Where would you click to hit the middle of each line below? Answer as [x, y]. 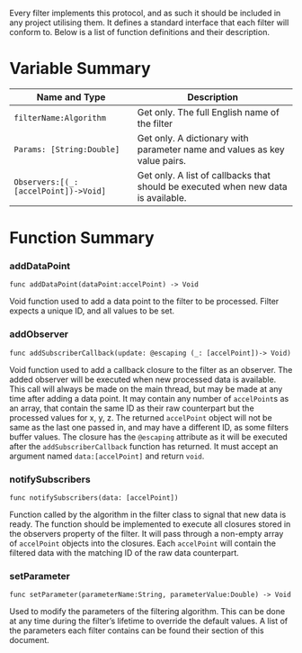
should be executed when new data [212, 186]
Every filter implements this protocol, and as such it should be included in [145, 13]
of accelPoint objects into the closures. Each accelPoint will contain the [143, 543]
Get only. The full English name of [209, 112]
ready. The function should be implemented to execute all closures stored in [150, 524]
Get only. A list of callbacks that [204, 175]
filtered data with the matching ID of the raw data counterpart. [124, 553]
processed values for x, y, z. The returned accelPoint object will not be [141, 417]
